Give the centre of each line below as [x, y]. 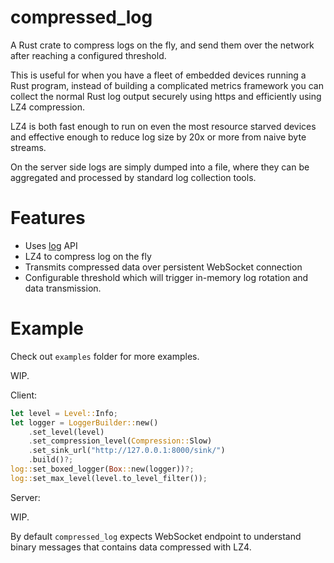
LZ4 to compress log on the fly [88, 256]
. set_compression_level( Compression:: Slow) [120, 441]
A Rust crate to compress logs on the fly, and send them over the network [162, 45]
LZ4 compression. [47, 107]
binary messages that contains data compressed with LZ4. [131, 547]
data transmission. [63, 288]
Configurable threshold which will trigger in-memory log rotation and [166, 277]
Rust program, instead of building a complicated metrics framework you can [167, 85]
